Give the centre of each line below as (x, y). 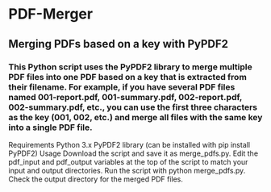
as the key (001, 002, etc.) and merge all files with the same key (135, 117)
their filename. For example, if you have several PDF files (122, 87)
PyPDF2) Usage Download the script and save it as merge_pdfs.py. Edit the (133, 153)
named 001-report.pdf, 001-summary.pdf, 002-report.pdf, (125, 97)
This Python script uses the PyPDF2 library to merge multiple (130, 67)
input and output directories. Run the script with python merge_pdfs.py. (127, 170)
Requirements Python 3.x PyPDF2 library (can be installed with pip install (129, 144)
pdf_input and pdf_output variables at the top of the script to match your (128, 161)
